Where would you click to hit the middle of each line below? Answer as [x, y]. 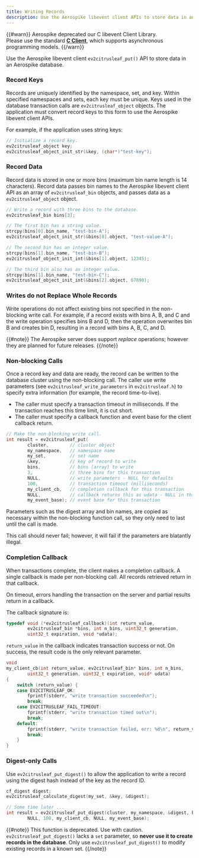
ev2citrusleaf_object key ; [39, 146]
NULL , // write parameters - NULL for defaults [100, 478]
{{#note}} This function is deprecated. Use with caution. [75, 829]
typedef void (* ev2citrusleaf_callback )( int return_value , [81, 623]
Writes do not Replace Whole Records [62, 296]
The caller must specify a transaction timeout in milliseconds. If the [97, 404]
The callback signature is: [38, 612]
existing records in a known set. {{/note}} [56, 848]
